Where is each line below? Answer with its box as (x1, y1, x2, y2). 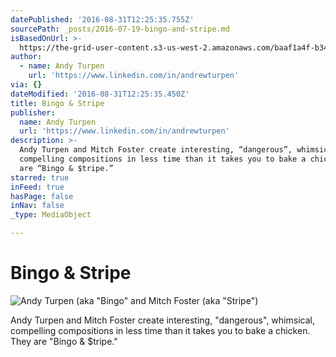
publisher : (10, 107, 56, 118)
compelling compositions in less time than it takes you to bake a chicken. (10, 324, 311, 336)
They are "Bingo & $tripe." (10, 335, 118, 347)
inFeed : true (10, 182, 65, 192)
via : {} (10, 80, 43, 90)
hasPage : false (10, 191, 74, 201)
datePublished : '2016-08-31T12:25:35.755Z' (10, 14, 195, 25)
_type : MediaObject (10, 210, 92, 220)
